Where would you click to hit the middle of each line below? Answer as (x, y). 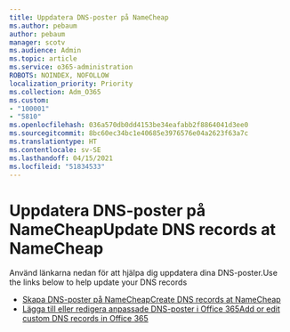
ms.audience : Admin (45, 51)
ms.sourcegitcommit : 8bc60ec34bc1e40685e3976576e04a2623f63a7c (129, 134)
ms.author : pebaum (43, 26)
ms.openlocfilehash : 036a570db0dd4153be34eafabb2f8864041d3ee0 (129, 126)
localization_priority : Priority (71, 84)
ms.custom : (29, 100)
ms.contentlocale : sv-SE (55, 150)
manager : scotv (37, 42)
